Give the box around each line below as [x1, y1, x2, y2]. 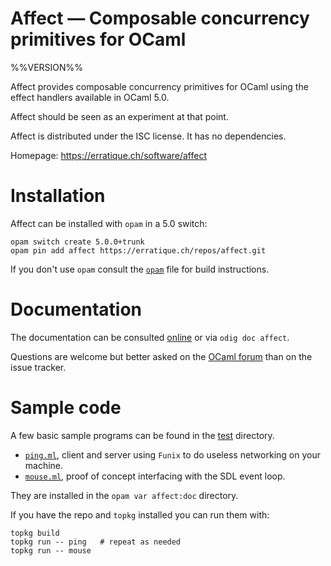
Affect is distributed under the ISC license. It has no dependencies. [10, 130, 287, 142]
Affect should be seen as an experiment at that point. [10, 110, 229, 122]
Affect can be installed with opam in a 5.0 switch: [10, 217, 208, 229]
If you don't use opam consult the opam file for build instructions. [10, 263, 270, 275]
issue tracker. [10, 361, 67, 373]
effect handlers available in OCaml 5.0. [10, 91, 170, 103]
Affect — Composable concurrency [10, 7, 310, 30]
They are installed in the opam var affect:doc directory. [10, 489, 239, 501]
